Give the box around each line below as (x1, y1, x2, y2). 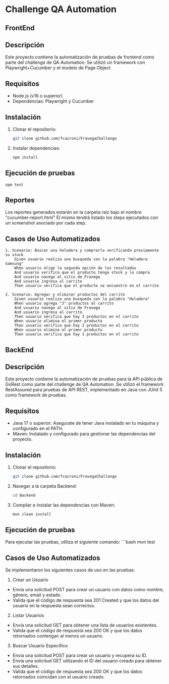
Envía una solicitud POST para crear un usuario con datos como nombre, (12, 587, 164, 593)
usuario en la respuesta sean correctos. (12, 603, 95, 609)
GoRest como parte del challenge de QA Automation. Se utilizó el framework (5, 381, 164, 387)
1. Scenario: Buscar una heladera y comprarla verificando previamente (5, 248, 159, 253)
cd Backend (12, 493, 36, 498)
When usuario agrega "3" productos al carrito (14, 301, 114, 306)
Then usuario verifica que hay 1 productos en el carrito (14, 332, 139, 337)
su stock (5, 252, 24, 258)
